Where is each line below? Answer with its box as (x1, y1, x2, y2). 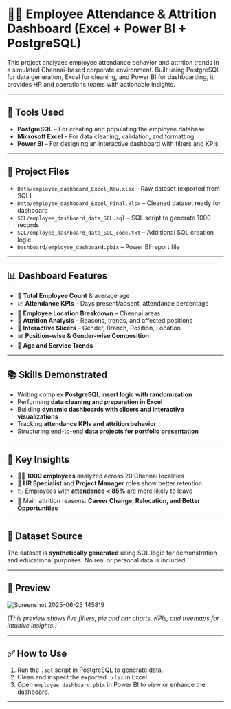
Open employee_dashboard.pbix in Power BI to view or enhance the (16, 681, 206, 689)
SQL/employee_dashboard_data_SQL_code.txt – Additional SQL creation (16, 228, 214, 236)
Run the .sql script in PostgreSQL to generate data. (16, 666, 164, 674)
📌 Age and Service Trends (16, 341, 93, 350)
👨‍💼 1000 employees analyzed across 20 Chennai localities (16, 472, 184, 480)
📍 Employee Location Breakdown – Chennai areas (16, 309, 161, 317)
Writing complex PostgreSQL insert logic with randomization (16, 390, 192, 399)
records (16, 220, 40, 229)
